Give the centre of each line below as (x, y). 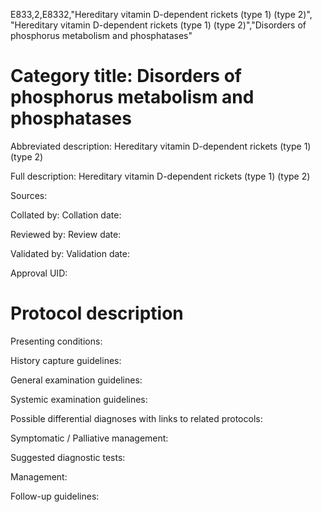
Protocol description (97, 313)
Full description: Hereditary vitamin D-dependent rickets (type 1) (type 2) (160, 176)
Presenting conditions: (56, 341)
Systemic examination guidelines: (79, 399)
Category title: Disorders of (126, 76)
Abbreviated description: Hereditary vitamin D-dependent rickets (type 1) (161, 146)
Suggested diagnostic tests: (68, 457)
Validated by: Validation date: (70, 253)
